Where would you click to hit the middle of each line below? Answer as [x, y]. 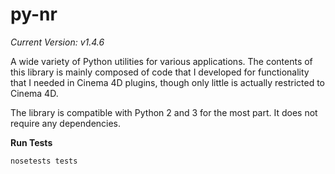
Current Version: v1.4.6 [57, 42]
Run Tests [31, 142]
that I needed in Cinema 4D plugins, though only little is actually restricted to [167, 82]
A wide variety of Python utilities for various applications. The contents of [161, 61]
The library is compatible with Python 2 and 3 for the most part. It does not [164, 112]
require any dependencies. [66, 123]
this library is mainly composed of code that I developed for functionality [160, 72]
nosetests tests [44, 161]
